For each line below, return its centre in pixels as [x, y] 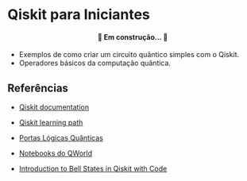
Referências [38, 88]
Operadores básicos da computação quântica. [95, 63]
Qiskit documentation [54, 107]
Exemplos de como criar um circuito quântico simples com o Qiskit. [129, 55]
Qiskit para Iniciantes [79, 15]
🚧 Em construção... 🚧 [133, 37]
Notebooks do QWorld [56, 153]
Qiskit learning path [51, 123]
